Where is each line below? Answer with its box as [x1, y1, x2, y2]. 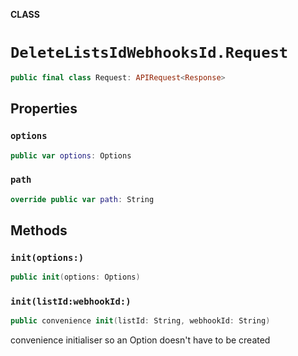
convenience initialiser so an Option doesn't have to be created [10, 334, 271, 346]
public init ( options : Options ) [10, 272, 141, 283]
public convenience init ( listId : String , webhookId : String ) [10, 316, 271, 326]
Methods [10, 222, 68, 239]
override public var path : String [10, 194, 155, 204]
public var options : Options [10, 150, 132, 161]
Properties [10, 100, 78, 118]
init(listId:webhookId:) [10, 296, 132, 308]
